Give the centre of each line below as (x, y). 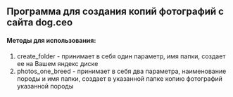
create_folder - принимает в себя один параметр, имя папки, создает (121, 56)
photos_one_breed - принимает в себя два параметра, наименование (121, 71)
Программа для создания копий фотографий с (115, 12)
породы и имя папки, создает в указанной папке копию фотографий (120, 78)
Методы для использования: (51, 40)
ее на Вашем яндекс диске (57, 63)
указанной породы (45, 86)
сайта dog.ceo (40, 23)
